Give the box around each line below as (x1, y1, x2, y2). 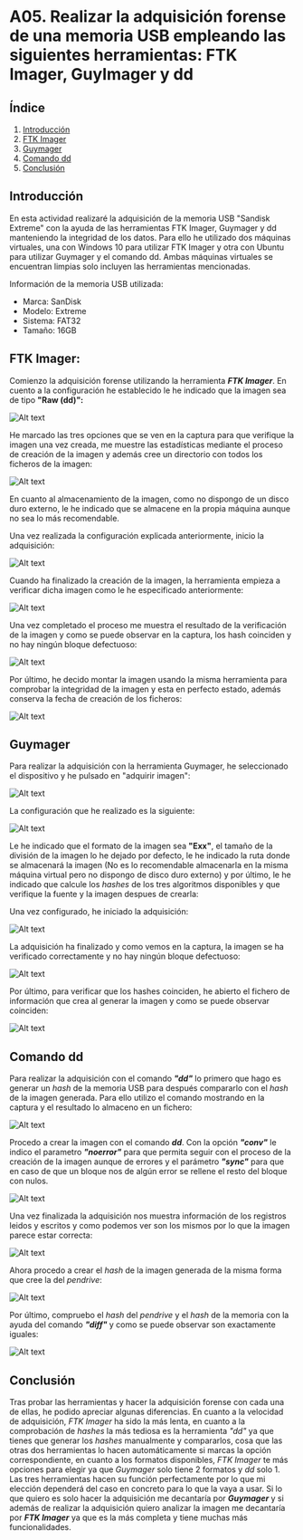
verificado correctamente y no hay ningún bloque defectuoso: (9, 951, 241, 961)
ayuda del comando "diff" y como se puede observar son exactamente (9, 1319, 276, 1330)
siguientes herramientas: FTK (9, 45, 238, 65)
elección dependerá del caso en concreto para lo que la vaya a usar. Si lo (9, 1483, 283, 1495)
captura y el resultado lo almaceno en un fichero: (9, 1102, 193, 1113)
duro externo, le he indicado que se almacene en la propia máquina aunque (9, 502, 291, 513)
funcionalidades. (9, 1522, 72, 1533)
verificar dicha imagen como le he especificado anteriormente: (9, 584, 244, 595)
